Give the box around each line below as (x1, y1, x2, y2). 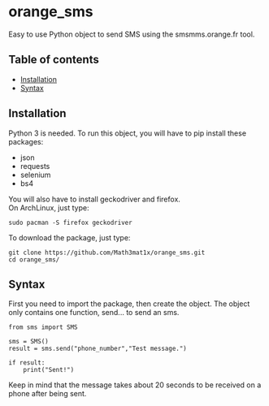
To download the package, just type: (8, 232, 131, 242)
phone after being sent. (8, 389, 87, 399)
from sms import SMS (8, 323, 79, 331)
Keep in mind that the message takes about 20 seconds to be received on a (8, 380, 262, 390)
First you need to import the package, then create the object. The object (8, 299, 250, 309)
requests (20, 161, 50, 171)
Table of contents (8, 53, 99, 67)
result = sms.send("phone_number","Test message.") (8, 344, 187, 353)
